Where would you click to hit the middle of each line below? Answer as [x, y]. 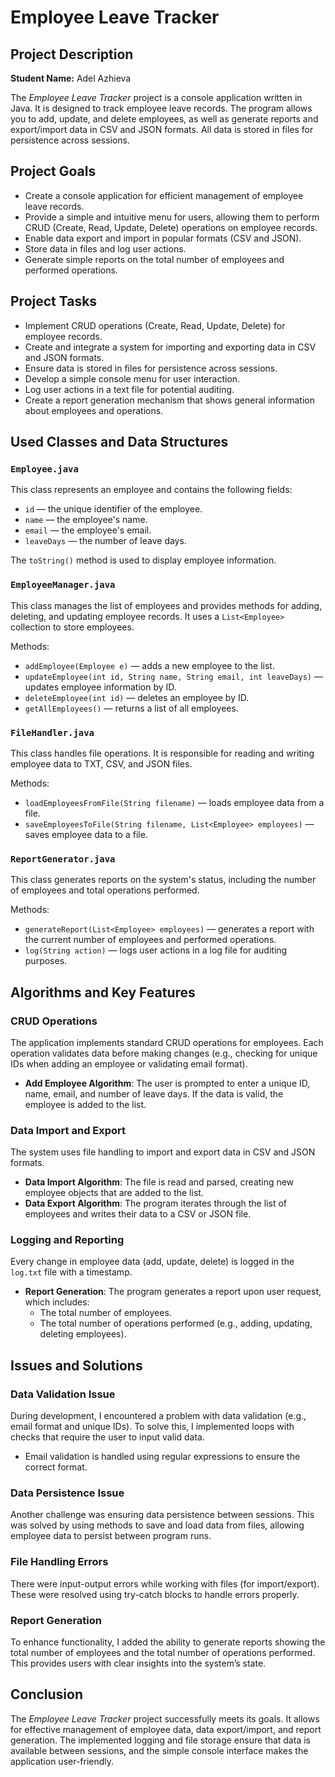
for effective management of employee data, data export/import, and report [166, 1729]
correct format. [56, 1467]
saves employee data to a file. [86, 834]
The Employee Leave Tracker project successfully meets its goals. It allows [165, 1718]
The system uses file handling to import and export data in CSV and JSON [163, 1152]
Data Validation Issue [63, 1394]
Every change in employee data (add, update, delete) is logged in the [152, 1262]
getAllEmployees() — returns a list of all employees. [131, 708]
